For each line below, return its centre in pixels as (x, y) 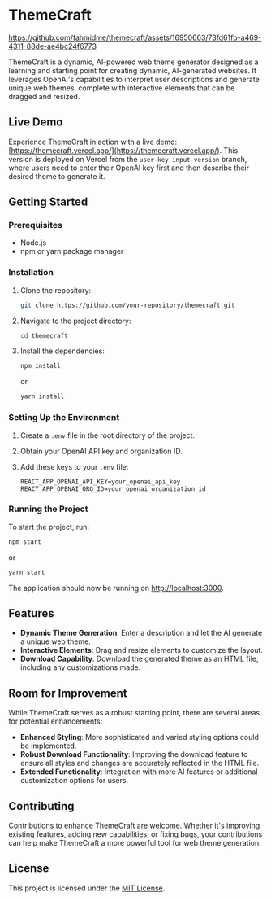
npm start (25, 542)
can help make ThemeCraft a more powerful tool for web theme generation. (135, 843)
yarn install (42, 396)
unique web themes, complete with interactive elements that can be (122, 88)
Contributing (41, 806)
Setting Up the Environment (64, 418)
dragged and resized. (44, 96)
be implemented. (48, 746)
